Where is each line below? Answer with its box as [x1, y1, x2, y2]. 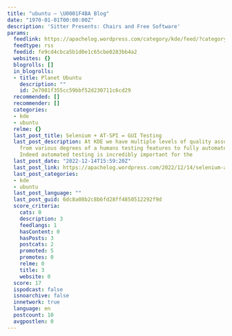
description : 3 [19, 215, 64, 222]
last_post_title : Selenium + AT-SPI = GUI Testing [13, 132, 162, 139]
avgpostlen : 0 [13, 318, 54, 325]
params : [7, 29, 30, 37]
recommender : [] [13, 100, 60, 107]
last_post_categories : [13, 170, 79, 177]
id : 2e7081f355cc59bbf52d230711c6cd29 [19, 87, 131, 94]
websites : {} [13, 55, 51, 62]
